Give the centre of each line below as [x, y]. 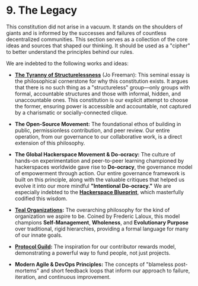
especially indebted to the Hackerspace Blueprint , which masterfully [99, 192]
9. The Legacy [42, 10]
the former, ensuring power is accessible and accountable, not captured [103, 106]
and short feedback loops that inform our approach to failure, [115, 271]
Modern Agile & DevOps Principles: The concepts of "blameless [94, 264]
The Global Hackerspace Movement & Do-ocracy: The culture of [95, 154]
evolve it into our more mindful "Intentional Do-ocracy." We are [93, 186]
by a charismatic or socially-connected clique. [71, 113]
